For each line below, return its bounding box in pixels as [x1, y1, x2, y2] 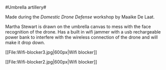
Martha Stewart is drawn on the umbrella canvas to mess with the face [5, 23, 151, 29]
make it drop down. [5, 39, 45, 45]
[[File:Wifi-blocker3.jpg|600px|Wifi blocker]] [5, 49, 97, 55]
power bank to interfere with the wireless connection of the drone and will [5, 34, 158, 40]
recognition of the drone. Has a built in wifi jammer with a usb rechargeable [5, 29, 161, 34]
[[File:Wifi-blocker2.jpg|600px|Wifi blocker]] [5, 59, 97, 64]
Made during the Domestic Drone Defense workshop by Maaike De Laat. [5, 14, 155, 19]
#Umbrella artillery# [5, 4, 47, 10]
